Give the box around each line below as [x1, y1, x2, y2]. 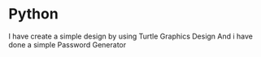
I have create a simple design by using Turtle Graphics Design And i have [8, 31, 254, 41]
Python [8, 5, 59, 23]
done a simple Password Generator [8, 39, 127, 49]
